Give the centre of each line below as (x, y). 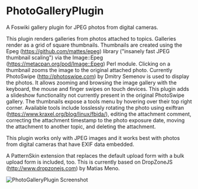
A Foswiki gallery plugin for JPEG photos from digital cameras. (82, 27)
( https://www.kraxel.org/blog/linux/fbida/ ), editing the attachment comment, (99, 114)
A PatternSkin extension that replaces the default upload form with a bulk (95, 155)
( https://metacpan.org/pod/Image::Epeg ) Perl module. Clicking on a (88, 64)
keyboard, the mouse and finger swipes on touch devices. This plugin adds (98, 89)
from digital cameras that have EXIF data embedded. (70, 144)
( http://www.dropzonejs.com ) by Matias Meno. (63, 168)
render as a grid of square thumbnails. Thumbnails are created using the (94, 45)
